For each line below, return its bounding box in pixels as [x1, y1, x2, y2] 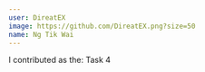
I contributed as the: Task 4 [8, 55, 111, 66]
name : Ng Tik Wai [8, 30, 74, 39]
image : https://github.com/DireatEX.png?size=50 [8, 22, 196, 31]
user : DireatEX [8, 13, 66, 22]
